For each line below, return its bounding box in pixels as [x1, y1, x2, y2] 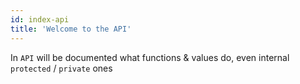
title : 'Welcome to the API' [10, 24, 132, 34]
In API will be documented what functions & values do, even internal [10, 51, 290, 63]
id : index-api [10, 14, 70, 25]
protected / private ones [10, 62, 113, 74]
